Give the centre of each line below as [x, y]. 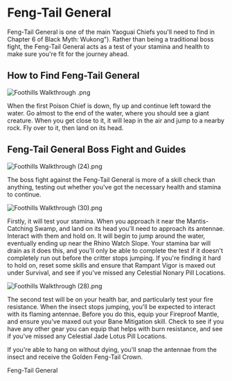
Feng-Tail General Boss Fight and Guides [97, 150]
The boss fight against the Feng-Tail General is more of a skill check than [111, 179]
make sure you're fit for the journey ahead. [68, 54]
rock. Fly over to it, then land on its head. [65, 128]
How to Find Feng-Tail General [73, 76]
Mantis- [198, 221]
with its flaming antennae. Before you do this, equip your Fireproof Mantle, [113, 314]
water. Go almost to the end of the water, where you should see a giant [108, 113]
